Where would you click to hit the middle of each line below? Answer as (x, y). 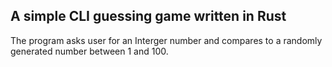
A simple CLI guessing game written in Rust (148, 16)
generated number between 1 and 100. (89, 51)
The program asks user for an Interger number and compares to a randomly (166, 40)
